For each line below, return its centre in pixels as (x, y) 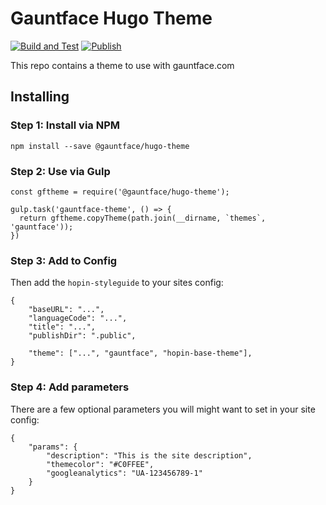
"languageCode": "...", (78, 318)
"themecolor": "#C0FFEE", (100, 464)
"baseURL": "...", (66, 310)
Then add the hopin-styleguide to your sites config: (117, 283)
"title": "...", (62, 327)
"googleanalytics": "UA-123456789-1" (124, 473)
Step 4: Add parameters (70, 387)
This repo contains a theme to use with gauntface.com (122, 65)
